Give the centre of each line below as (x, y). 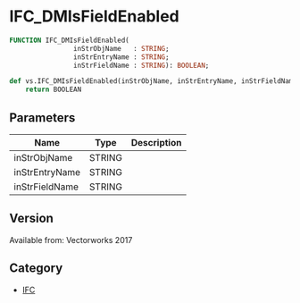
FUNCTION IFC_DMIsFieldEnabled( (69, 40)
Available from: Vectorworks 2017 (71, 240)
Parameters (42, 118)
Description (156, 143)
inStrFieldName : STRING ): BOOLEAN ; (141, 65)
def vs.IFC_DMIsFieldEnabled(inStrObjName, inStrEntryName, (124, 81)
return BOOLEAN (54, 90)
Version (31, 219)
